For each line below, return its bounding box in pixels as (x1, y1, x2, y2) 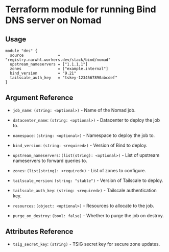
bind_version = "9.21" (10, 71, 77, 76)
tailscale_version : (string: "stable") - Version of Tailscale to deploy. (12, 177, 163, 184)
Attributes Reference (5, 227, 74, 236)
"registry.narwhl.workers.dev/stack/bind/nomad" (5, 57, 111, 62)
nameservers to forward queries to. (12, 157, 88, 164)
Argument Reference (5, 94, 74, 102)
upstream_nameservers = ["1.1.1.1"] (10, 62, 88, 67)
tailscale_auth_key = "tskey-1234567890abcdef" (10, 75, 117, 80)
